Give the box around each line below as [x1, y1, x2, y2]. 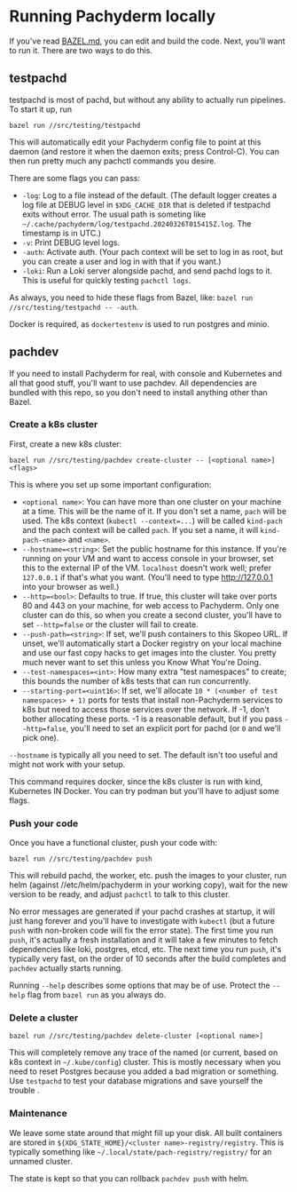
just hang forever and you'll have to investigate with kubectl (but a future [9, 916, 275, 926]
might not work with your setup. [9, 759, 126, 769]
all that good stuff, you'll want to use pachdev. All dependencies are [9, 377, 257, 388]
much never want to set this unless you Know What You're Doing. [21, 656, 262, 667]
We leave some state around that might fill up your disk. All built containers [9, 1127, 283, 1138]
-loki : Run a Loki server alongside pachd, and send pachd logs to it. [21, 265, 273, 276]
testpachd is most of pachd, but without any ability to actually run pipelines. [9, 94, 286, 105]
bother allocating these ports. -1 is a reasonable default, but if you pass [21, 713, 283, 724]
